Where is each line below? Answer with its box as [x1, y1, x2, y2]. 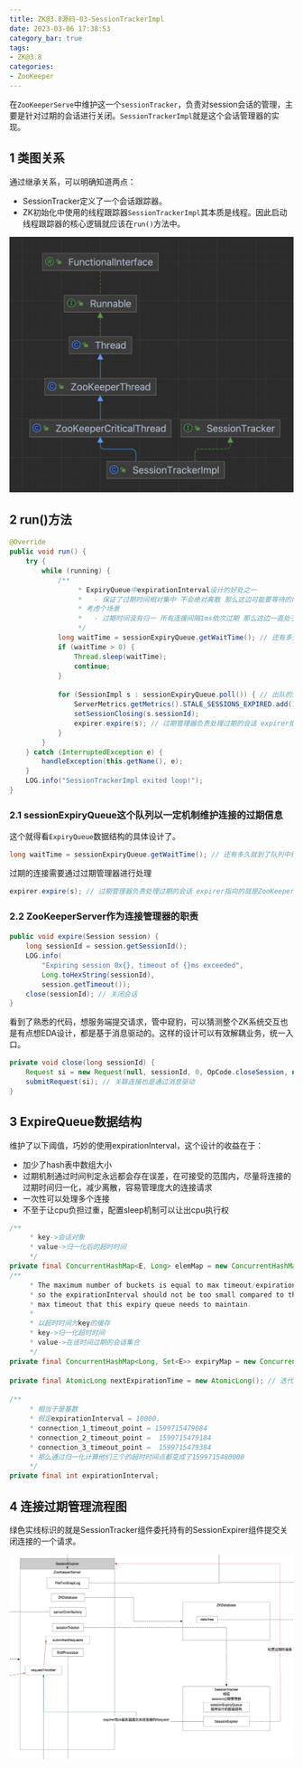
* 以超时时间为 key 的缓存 [29, 1319, 111, 1328]
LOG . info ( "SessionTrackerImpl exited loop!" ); [25, 776, 204, 786]
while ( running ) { [41, 566, 111, 575]
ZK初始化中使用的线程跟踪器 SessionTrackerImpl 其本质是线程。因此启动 [22, 206, 288, 217]
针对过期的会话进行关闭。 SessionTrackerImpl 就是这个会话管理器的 [24, 109, 272, 121]
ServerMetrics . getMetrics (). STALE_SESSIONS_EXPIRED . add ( [73, 700, 293, 709]
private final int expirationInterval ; [9, 1471, 160, 1480]
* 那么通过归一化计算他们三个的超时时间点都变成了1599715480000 [29, 1452, 245, 1461]
